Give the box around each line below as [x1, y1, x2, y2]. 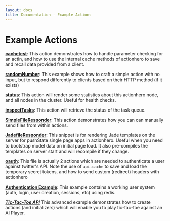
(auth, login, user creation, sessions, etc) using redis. [5, 190, 116, 196]
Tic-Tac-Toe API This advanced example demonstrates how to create [5, 199, 151, 205]
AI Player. [5, 210, 25, 216]
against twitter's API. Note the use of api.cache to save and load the [5, 163, 147, 170]
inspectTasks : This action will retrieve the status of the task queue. [5, 107, 146, 113]
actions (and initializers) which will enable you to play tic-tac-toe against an [5, 205, 163, 211]
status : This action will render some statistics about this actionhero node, [5, 92, 158, 98]
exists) [5, 82, 19, 88]
